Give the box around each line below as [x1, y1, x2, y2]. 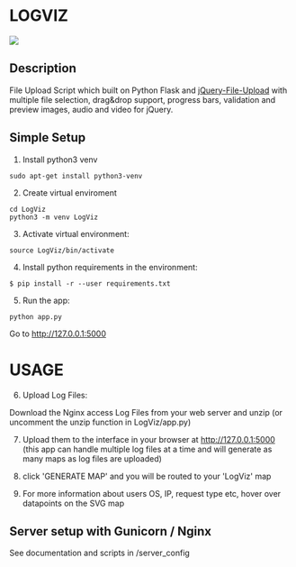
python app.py [9, 312, 63, 321]
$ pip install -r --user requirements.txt [9, 279, 171, 288]
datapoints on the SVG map [22, 498, 124, 508]
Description [9, 60, 76, 77]
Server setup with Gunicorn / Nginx [9, 524, 211, 539]
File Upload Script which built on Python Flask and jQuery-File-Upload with [9, 85, 288, 96]
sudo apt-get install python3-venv [9, 171, 143, 180]
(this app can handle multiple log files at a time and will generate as [22, 444, 273, 454]
